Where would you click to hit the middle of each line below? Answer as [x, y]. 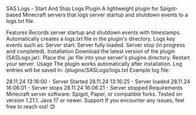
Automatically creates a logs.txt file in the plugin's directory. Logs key [91, 39]
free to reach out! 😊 [31, 106]
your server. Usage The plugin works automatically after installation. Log [94, 64]
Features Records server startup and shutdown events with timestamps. [94, 32]
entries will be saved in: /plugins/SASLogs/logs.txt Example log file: [88, 70]
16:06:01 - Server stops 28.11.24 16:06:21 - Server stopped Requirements [94, 88]
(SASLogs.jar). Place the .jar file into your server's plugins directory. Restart [98, 57]
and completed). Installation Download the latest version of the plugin [91, 51]
